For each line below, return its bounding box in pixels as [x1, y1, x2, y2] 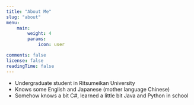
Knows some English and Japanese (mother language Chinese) [14, 86, 170, 93]
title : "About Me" [6, 8, 52, 15]
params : [27, 36, 46, 42]
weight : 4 [27, 31, 52, 37]
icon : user [37, 42, 65, 48]
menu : [6, 19, 20, 25]
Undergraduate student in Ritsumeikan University [14, 79, 135, 86]
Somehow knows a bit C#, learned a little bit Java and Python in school [14, 92, 189, 99]
